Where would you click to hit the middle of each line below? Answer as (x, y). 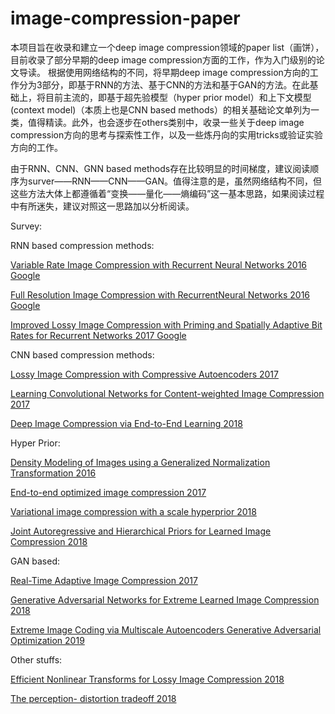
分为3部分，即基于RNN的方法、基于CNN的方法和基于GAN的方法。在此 (164, 84)
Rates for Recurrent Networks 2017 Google (98, 335)
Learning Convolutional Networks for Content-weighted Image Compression (167, 393)
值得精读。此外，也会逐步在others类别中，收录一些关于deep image (166, 122)
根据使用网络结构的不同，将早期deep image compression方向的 (178, 72)
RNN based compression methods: (82, 245)
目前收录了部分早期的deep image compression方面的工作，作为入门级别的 (163, 59)
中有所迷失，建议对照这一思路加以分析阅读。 (102, 206)
